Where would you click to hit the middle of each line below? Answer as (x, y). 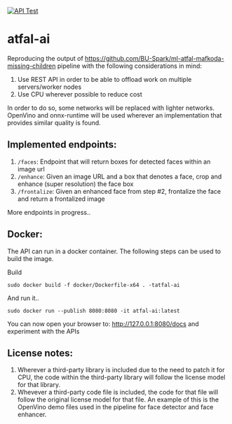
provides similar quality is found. (54, 122)
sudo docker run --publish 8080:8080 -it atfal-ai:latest (94, 311)
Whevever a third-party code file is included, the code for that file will (118, 393)
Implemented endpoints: (62, 144)
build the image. (30, 258)
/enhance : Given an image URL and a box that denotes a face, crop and (120, 176)
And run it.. (23, 298)
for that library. (39, 385)
